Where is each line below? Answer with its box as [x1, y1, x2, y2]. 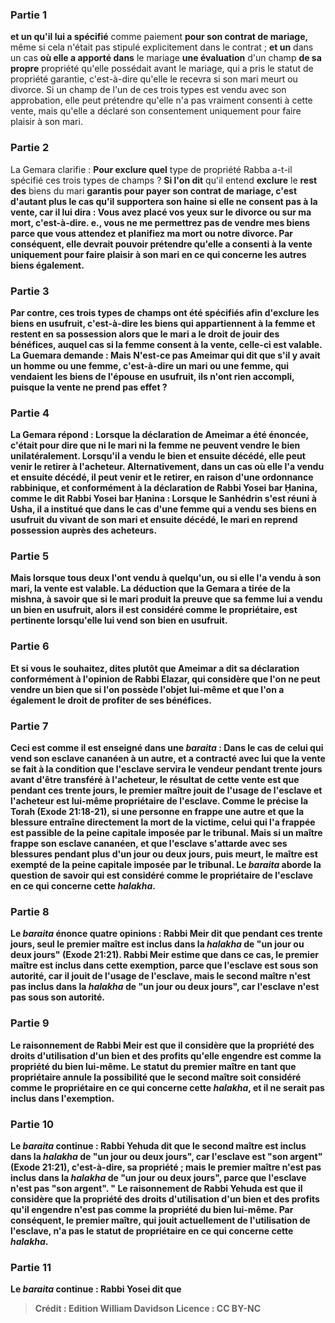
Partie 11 [10, 1260, 52, 1274]
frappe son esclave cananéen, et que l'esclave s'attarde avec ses [10, 838, 288, 850]
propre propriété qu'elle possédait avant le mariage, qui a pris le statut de [10, 63, 314, 75]
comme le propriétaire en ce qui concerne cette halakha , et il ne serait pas [10, 1081, 325, 1093]
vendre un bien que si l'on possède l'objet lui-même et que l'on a [10, 683, 285, 695]
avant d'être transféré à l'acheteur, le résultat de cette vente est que [10, 774, 300, 786]
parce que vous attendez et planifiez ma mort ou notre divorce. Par [10, 227, 294, 239]
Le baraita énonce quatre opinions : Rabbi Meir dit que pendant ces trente [10, 928, 323, 940]
